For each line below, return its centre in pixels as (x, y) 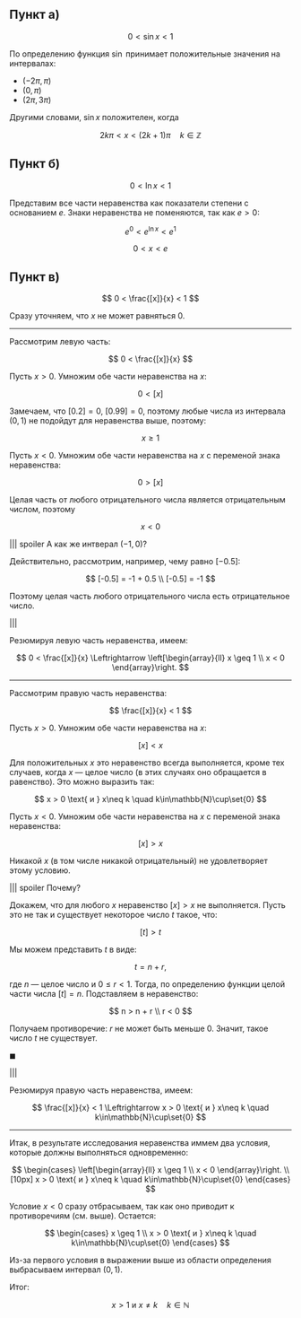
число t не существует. (53, 1038)
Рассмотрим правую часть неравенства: (88, 694)
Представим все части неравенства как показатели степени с (129, 203)
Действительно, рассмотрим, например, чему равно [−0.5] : (125, 562)
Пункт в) (34, 277)
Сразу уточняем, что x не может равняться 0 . (97, 316)
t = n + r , (150, 967)
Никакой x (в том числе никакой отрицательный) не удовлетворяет (139, 861)
